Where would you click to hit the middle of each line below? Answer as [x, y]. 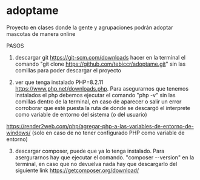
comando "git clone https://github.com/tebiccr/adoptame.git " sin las [100, 64]
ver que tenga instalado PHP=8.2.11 [59, 82]
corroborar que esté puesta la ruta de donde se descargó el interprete [103, 108]
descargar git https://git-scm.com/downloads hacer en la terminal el [100, 57]
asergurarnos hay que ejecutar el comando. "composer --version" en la [105, 157]
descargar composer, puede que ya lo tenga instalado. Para [90, 151]
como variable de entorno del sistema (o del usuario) [81, 114]
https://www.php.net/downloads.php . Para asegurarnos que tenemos [102, 88]
